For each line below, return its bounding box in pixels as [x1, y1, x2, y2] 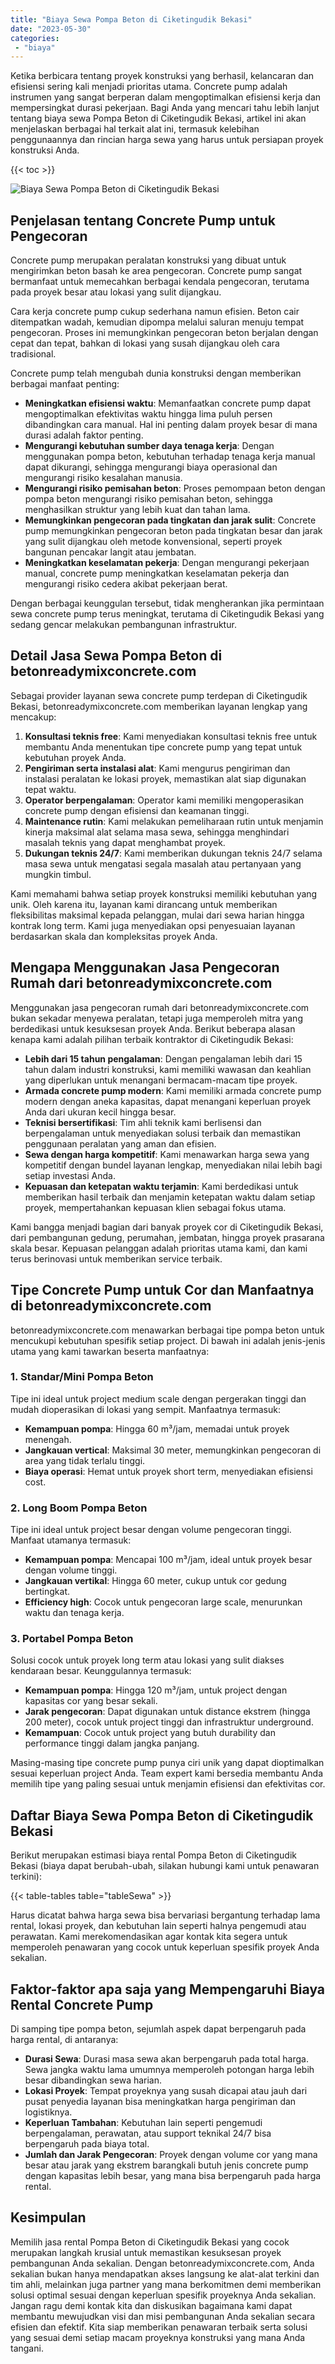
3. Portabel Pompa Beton [10, 1632, 134, 1646]
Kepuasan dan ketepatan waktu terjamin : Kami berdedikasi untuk [24, 1180, 299, 1192]
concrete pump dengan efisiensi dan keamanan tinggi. [24, 804, 250, 816]
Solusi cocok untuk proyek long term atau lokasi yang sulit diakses [10, 1654, 285, 1666]
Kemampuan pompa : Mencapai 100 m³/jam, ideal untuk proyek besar [24, 1554, 313, 1566]
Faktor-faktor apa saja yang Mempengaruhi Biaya [10, 1981, 326, 1998]
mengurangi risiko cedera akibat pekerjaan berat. [24, 578, 228, 590]
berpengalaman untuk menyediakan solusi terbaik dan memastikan [24, 1127, 302, 1139]
